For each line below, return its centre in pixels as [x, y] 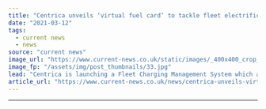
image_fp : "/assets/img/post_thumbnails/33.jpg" [90, 67]
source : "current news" [47, 52]
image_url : [26, 60]
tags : [17, 30]
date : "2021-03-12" [40, 23]
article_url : [30, 81]
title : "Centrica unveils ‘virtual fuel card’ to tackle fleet [115, 15]
